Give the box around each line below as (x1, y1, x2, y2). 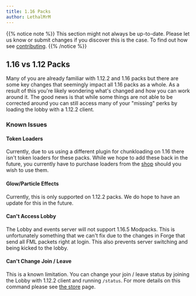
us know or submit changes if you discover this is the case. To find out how (6, 36, 188, 43)
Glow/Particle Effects (6, 180, 59, 187)
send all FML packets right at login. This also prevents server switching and (6, 238, 188, 245)
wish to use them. (6, 167, 49, 174)
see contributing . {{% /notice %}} (6, 42, 87, 50)
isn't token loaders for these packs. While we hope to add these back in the (6, 154, 188, 161)
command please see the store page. (6, 283, 96, 290)
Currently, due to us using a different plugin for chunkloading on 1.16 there (6, 148, 184, 155)
